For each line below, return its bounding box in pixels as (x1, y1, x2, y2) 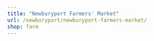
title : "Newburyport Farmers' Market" (7, 10, 119, 17)
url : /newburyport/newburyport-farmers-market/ (7, 17, 148, 24)
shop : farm (7, 23, 39, 30)
